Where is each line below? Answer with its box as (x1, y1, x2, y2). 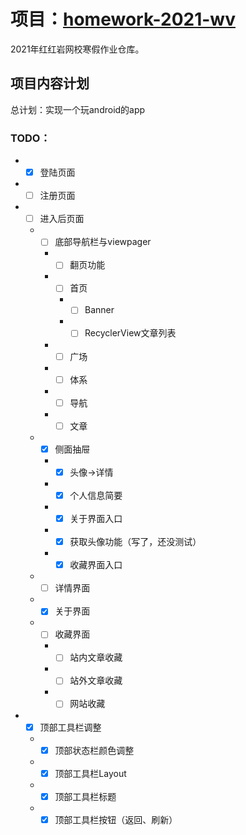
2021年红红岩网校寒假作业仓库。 (10, 43, 145, 55)
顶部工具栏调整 (39, 721, 102, 733)
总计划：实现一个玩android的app (10, 103, 146, 115)
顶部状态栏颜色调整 (54, 744, 135, 756)
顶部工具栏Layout (54, 767, 127, 779)
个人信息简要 (69, 489, 123, 501)
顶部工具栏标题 (54, 790, 117, 802)
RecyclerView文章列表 (84, 327, 177, 339)
